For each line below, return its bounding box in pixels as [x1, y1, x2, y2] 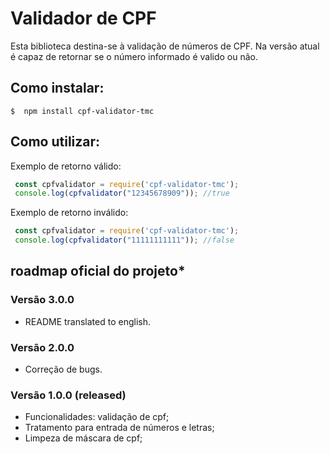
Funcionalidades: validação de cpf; [24, 411, 170, 423]
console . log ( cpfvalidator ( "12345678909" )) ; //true [14, 188, 230, 199]
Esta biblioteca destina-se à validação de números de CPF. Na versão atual [10, 40, 320, 52]
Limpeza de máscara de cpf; [24, 432, 143, 444]
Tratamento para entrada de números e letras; [24, 422, 215, 434]
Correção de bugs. [24, 363, 103, 376]
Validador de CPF [10, 7, 157, 30]
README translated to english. [24, 315, 152, 327]
